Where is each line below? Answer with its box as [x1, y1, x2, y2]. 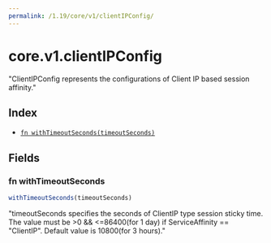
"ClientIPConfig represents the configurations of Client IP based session [8, 74, 250, 84]
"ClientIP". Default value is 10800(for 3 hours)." [8, 225, 166, 236]
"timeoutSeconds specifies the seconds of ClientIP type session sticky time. [8, 208, 264, 218]
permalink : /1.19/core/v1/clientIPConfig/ [8, 11, 154, 20]
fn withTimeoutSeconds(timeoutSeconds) [19, 129, 156, 137]
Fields [8, 151, 41, 165]
